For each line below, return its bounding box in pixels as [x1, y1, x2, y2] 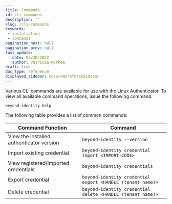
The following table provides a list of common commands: [5, 112, 128, 118]
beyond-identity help [5, 103, 52, 108]
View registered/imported [8, 159, 70, 166]
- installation [7, 31, 40, 36]
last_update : [5, 50, 33, 55]
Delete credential [8, 188, 49, 195]
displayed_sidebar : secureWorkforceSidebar [5, 74, 100, 79]
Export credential [8, 176, 50, 183]
